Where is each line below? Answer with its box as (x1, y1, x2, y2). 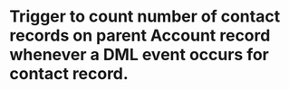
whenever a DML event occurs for (9, 45, 270, 65)
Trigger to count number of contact (9, 6, 281, 27)
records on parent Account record (9, 25, 271, 46)
